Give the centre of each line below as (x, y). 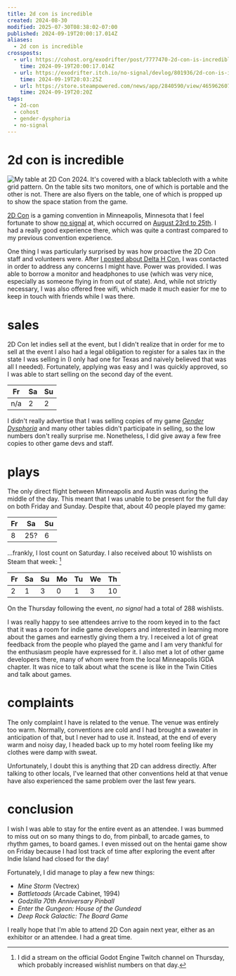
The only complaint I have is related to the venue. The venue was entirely (113, 722)
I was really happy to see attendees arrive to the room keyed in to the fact (114, 622)
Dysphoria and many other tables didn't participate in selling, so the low (111, 428)
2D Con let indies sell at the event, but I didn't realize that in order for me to (116, 344)
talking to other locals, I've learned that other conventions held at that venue (118, 773)
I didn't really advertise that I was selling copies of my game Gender (106, 421)
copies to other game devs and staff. (60, 444)
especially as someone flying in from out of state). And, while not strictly (112, 282)
